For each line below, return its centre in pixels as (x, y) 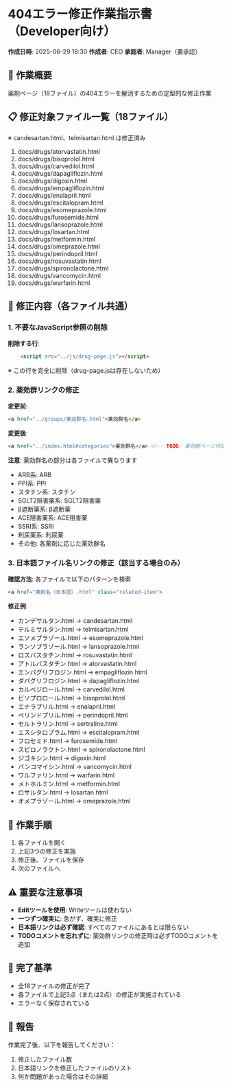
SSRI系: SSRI (36, 527)
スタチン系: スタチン (47, 492)
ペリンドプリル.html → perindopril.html (73, 716)
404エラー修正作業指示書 (80, 14)
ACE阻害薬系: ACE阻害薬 (52, 518)
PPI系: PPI (32, 483)
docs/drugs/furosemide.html (58, 217)
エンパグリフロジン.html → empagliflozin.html (82, 672)
